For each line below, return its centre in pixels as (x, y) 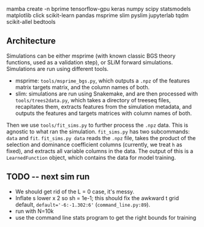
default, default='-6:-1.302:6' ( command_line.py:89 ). (83, 204)
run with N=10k (34, 211)
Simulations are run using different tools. (58, 69)
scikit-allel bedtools (31, 22)
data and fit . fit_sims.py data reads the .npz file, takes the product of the (101, 138)
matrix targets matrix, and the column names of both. (82, 87)
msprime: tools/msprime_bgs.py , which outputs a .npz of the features (102, 80)
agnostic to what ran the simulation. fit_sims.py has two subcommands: (98, 132)
